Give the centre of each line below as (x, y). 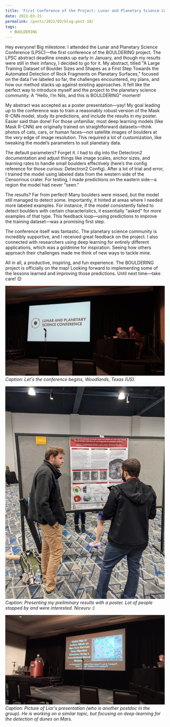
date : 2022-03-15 (24, 16)
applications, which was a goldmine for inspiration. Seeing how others (78, 247)
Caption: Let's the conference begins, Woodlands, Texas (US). (70, 379)
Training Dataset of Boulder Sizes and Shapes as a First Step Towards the (82, 69)
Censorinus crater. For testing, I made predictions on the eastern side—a (81, 180)
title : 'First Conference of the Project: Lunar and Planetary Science (82, 11)
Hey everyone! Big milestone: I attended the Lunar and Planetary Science (81, 47)
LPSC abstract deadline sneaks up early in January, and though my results (83, 58)
